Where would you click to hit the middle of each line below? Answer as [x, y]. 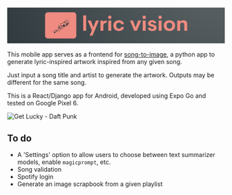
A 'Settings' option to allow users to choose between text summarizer [116, 154]
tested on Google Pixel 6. [43, 103]
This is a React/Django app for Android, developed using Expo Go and [107, 96]
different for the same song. [47, 83]
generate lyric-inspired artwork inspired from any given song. [95, 62]
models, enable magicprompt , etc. [64, 162]
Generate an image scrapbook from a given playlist [90, 184]
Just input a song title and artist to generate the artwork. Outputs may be [111, 75]
